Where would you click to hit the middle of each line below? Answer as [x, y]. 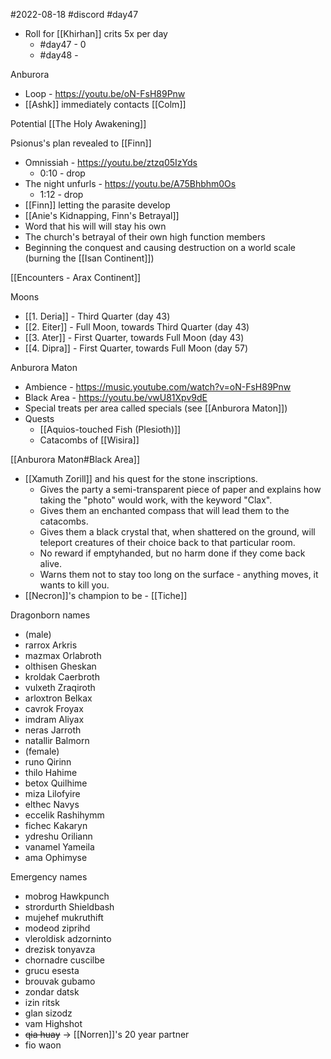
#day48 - [59, 55]
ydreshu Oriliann [58, 836]
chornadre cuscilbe [64, 960]
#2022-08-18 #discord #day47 [74, 14]
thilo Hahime [51, 772]
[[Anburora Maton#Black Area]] [75, 459]
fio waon [43, 1045]
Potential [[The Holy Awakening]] [78, 123]
